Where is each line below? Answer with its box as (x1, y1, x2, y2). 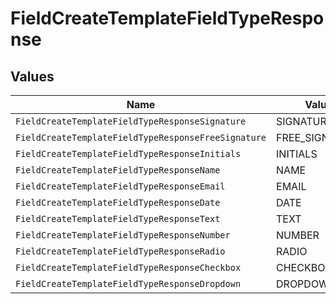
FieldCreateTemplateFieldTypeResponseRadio (15, 246, 226, 257)
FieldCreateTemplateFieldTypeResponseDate (15, 197, 221, 208)
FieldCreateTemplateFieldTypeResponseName (15, 165, 221, 176)
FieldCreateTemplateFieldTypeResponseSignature (15, 116, 247, 127)
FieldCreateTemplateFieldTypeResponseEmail (15, 181, 226, 192)
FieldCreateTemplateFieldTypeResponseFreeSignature (15, 132, 267, 143)
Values (10, 68, 55, 85)
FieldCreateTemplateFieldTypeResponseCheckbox (15, 262, 242, 273)
